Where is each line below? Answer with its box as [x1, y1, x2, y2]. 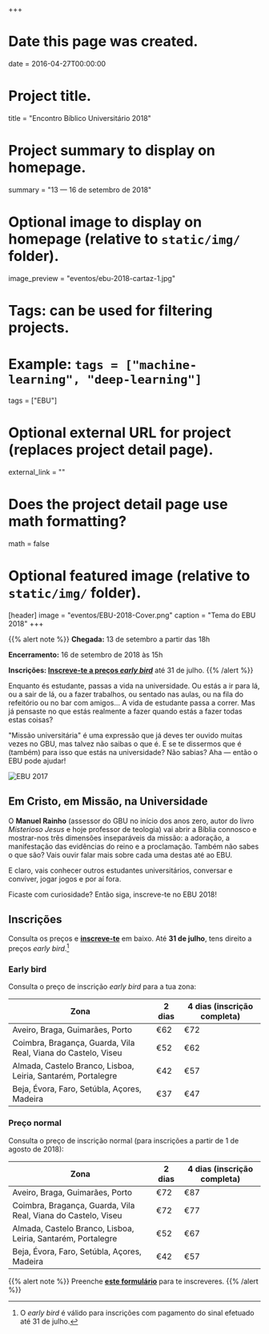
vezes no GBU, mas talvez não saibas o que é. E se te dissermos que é [8, 738, 242, 749]
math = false [8, 538, 50, 548]
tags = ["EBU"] [8, 396, 58, 405]
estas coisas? [8, 714, 54, 725]
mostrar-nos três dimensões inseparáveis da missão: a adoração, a [8, 833, 231, 842]
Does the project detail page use [8, 496, 228, 513]
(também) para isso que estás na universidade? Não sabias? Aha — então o [8, 747, 259, 757]
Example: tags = [8, 356, 118, 373]
